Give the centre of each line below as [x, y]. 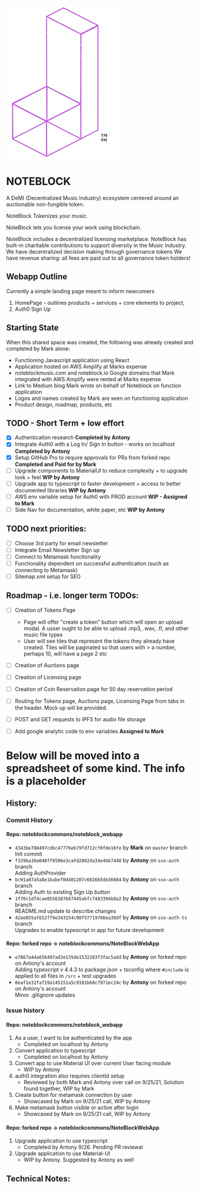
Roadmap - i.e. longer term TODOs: [72, 596]
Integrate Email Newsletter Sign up [57, 550]
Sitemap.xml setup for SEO [48, 576]
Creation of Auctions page [47, 665]
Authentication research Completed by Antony [72, 437]
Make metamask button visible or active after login [76, 1107]
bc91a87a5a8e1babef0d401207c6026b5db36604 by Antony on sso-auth [97, 879]
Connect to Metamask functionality [58, 557]
